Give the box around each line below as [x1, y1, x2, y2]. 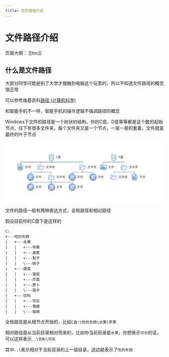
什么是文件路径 [5, 66, 52, 74]
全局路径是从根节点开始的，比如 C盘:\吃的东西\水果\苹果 [5, 319, 117, 325]
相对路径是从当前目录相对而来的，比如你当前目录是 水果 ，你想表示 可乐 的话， [5, 330, 161, 336]
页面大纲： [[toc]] [5, 49, 42, 56]
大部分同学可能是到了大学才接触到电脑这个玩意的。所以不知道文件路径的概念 [5, 80, 164, 86]
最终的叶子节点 [5, 131, 36, 137]
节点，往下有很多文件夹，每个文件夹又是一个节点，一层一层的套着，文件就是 [5, 125, 164, 131]
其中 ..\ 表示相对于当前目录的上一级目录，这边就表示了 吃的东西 [5, 346, 133, 353]
